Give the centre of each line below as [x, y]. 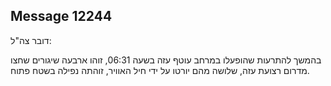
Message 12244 [61, 16]
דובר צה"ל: [31, 40]
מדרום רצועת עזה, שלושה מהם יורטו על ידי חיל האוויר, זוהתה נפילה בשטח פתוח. [160, 70]
